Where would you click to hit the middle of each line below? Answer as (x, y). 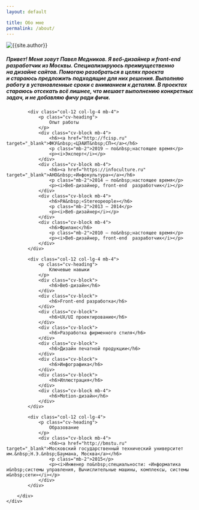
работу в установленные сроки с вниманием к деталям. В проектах (97, 84)
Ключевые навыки (69, 270)
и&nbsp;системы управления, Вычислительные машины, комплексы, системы (97, 470)
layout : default (26, 12)
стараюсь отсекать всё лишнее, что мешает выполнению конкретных (100, 91)
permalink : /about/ (31, 28)
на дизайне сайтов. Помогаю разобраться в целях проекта (85, 72)
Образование (64, 428)
